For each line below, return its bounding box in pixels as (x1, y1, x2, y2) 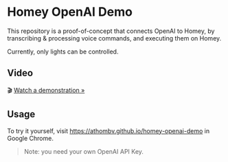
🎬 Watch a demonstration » (7, 86, 85, 94)
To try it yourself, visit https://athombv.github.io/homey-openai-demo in (7, 126, 210, 135)
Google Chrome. (7, 134, 54, 142)
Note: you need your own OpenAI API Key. (23, 147, 144, 155)
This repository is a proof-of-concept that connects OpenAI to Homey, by (7, 27, 215, 35)
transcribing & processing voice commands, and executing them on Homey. (7, 34, 222, 42)
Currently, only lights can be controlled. (7, 47, 119, 56)
